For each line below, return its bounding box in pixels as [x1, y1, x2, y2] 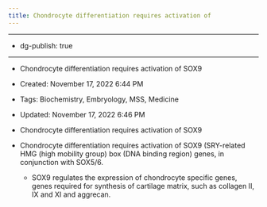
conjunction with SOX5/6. [19, 157, 103, 167]
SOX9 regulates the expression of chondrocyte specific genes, [31, 172, 238, 182]
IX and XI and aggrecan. [31, 190, 111, 199]
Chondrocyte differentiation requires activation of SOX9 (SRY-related [19, 140, 246, 150]
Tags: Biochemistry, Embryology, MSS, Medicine [19, 94, 179, 104]
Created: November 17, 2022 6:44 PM [19, 79, 144, 88]
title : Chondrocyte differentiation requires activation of [8, 11, 212, 20]
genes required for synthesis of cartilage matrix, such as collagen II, [31, 181, 254, 190]
